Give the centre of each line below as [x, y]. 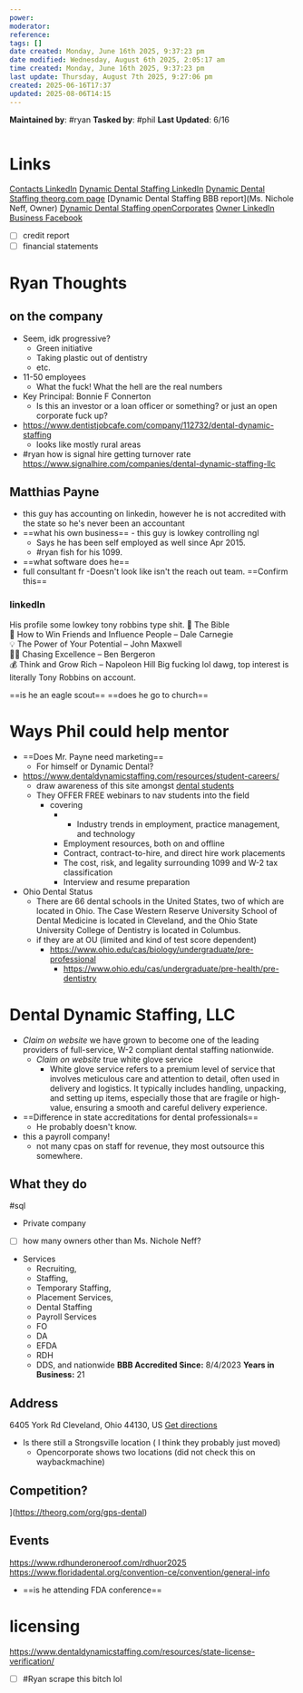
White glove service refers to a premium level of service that [162, 1069]
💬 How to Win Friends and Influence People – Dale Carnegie [122, 634]
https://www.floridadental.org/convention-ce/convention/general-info [140, 1572]
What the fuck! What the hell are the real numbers [129, 386]
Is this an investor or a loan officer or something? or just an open [157, 405]
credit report [46, 236]
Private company [54, 1223]
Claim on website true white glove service [114, 1059]
